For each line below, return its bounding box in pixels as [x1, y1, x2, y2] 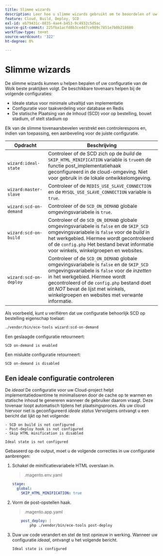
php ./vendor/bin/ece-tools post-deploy [30, 523, 113, 528]
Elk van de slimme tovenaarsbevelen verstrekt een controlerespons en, [5, 125, 147, 131]
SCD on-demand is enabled [5, 343, 57, 348]
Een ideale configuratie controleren [5, 374, 114, 382]
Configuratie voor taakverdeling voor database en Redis [12, 105, 124, 111]
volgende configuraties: [5, 91, 52, 97]
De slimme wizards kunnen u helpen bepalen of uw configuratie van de [5, 80, 147, 86]
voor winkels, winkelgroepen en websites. [48, 247, 144, 254]
